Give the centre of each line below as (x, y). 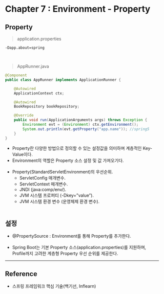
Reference (21, 274)
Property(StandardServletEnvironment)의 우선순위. (62, 172)
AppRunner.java (33, 66)
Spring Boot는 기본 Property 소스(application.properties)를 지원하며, (79, 248)
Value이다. (22, 154)
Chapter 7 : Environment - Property (78, 9)
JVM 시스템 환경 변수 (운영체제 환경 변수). (59, 201)
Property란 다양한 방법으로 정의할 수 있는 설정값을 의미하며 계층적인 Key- (82, 148)
